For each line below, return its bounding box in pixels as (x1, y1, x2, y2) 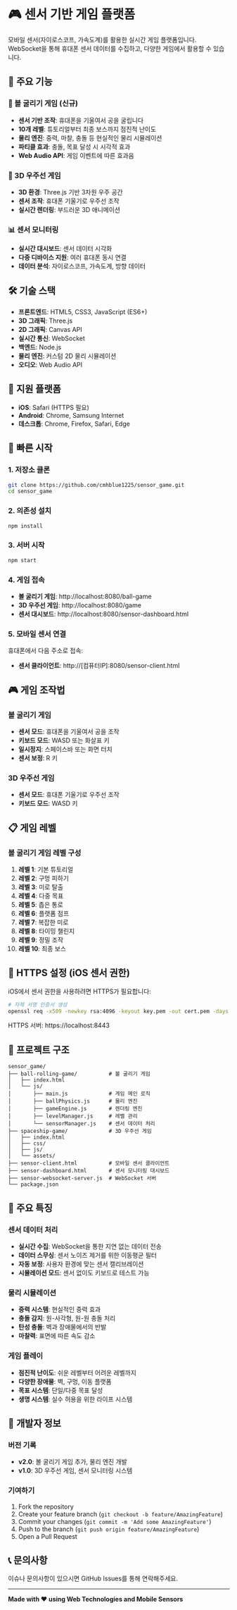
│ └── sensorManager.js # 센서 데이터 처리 (8, 1120, 155, 1127)
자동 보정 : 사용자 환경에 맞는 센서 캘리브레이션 (18, 1259, 144, 1268)
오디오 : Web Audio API (18, 361, 83, 369)
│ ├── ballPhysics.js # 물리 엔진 (8, 1098, 138, 1105)
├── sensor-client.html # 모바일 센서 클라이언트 (8, 1160, 170, 1167)
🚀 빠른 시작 (8, 442, 53, 454)
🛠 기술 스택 (8, 285, 56, 297)
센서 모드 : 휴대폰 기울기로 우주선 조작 (18, 791, 120, 799)
